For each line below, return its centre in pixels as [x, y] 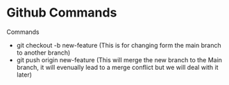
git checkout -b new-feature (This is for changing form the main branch [119, 45]
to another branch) [43, 53]
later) [24, 75]
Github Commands [62, 13]
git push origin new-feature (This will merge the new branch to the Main [119, 59]
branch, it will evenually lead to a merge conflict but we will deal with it [118, 67]
